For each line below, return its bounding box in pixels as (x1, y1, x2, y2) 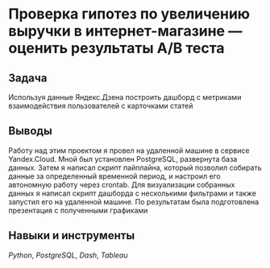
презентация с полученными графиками (8, 205, 148, 215)
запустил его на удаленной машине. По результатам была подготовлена (8, 196, 260, 206)
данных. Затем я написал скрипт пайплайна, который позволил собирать (8, 163, 262, 172)
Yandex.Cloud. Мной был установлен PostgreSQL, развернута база (8, 154, 238, 163)
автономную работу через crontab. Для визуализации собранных (8, 179, 235, 189)
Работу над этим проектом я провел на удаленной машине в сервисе (8, 146, 250, 155)
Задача (8, 71, 48, 85)
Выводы (8, 124, 52, 138)
